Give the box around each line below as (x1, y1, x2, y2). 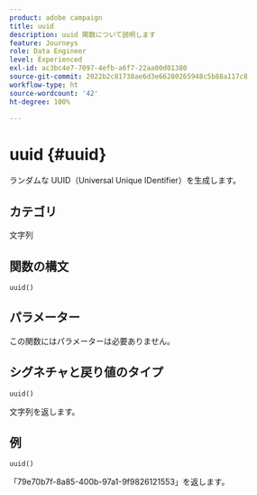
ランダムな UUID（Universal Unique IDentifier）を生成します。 (9, 175, 242, 186)
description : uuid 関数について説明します (9, 30, 156, 39)
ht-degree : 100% (9, 97, 70, 107)
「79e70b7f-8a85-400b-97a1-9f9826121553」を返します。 (9, 476, 230, 488)
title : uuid (9, 22, 54, 31)
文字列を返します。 (9, 406, 80, 416)
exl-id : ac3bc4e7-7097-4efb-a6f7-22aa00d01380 (9, 64, 188, 73)
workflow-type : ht (9, 80, 78, 89)
